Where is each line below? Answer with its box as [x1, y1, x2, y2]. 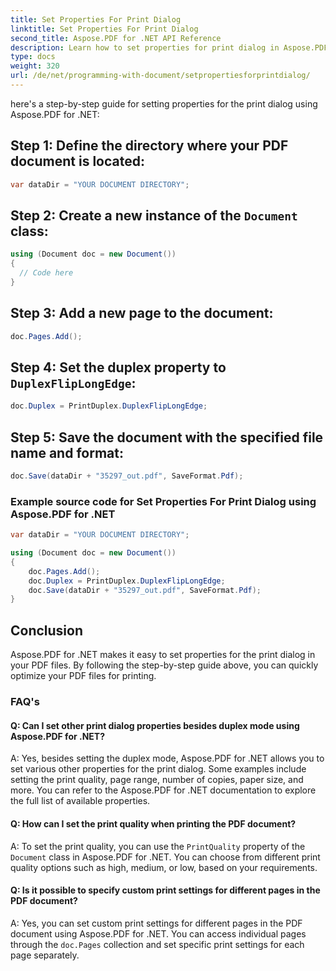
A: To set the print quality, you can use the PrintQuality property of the [10, 840, 306, 852]
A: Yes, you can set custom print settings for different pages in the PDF [10, 917, 303, 929]
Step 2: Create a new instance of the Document [10, 207, 298, 224]
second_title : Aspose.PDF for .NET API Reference [10, 33, 222, 43]
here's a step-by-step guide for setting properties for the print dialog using [10, 97, 318, 110]
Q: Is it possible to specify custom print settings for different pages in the [10, 884, 321, 896]
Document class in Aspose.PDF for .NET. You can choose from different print [10, 851, 321, 863]
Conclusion [10, 622, 84, 639]
